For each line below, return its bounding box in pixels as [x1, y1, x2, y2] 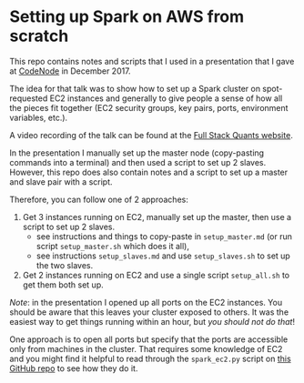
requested [9, 93, 48, 104]
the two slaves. [35, 259, 94, 270]
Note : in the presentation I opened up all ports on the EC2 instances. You [9, 297, 283, 307]
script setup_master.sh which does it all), [35, 240, 189, 251]
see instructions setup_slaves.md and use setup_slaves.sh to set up [35, 250, 291, 261]
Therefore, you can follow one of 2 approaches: [9, 194, 188, 205]
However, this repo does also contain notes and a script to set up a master [9, 166, 289, 177]
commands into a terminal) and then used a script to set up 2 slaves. [9, 156, 267, 167]
